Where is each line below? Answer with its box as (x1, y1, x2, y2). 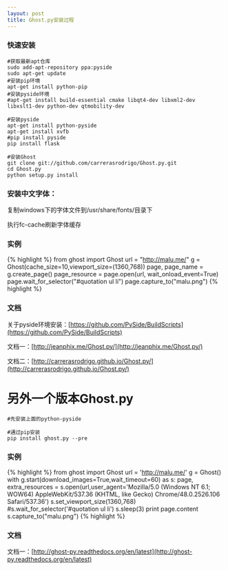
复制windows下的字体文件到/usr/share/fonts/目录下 (7, 206, 153, 214)
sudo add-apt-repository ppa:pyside (7, 63, 112, 71)
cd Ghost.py (7, 165, 41, 172)
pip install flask (7, 140, 60, 147)
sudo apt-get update (7, 70, 67, 77)
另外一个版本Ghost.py (7, 391, 134, 407)
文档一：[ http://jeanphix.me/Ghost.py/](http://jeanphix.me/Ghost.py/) (7, 342, 203, 350)
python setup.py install (7, 172, 79, 179)
